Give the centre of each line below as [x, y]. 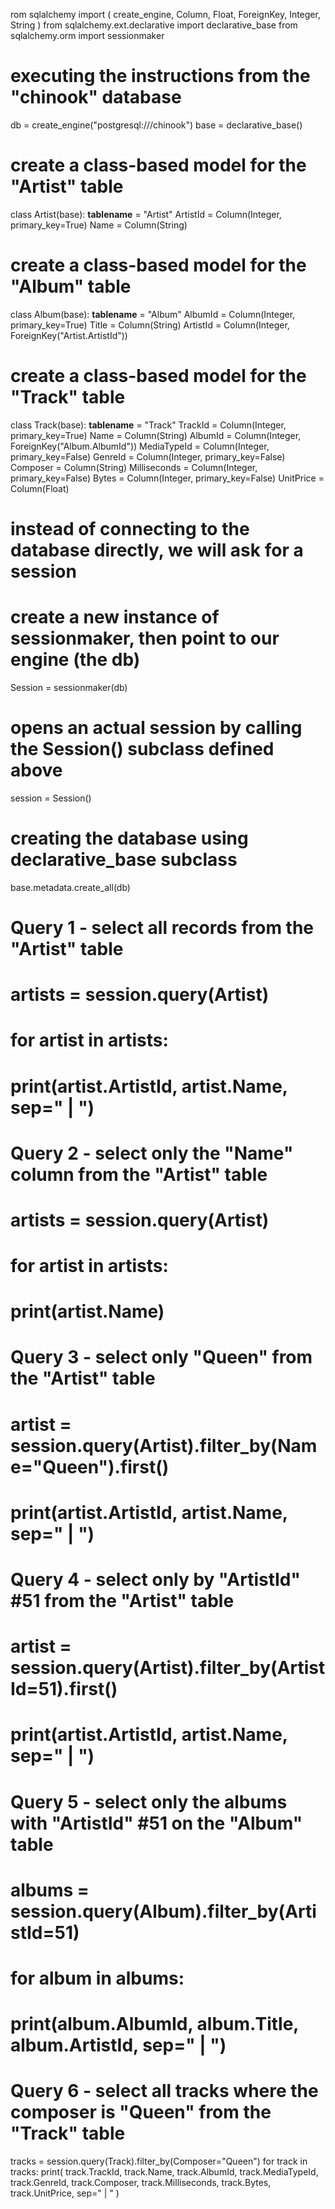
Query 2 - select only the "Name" [152, 1153]
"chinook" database [96, 97]
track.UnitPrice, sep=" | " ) [65, 2193]
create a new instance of [115, 617]
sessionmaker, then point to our [145, 638]
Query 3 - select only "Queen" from [161, 1357]
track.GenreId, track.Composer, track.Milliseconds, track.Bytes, [141, 2183]
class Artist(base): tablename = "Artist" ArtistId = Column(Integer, [146, 214]
